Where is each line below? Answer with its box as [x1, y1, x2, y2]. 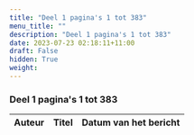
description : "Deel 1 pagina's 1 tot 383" [9, 30, 171, 39]
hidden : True [9, 55, 59, 64]
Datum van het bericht [81, 116, 180, 129]
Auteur [14, 116, 45, 129]
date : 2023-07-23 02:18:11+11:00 [9, 38, 135, 48]
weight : [9, 64, 39, 73]
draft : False [9, 47, 59, 56]
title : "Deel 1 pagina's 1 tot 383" [9, 13, 147, 22]
